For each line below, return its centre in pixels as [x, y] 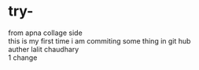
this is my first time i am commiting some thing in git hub [99, 40]
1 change [23, 58]
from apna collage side [45, 33]
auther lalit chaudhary [44, 49]
